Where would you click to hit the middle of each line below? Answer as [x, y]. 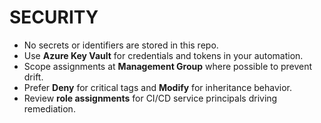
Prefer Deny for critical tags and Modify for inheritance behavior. [158, 87]
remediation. [49, 108]
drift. [33, 77]
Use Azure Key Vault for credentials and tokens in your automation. [163, 55]
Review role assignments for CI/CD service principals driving [150, 98]
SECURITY [54, 17]
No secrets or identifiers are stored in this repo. [121, 45]
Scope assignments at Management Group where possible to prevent [168, 66]
